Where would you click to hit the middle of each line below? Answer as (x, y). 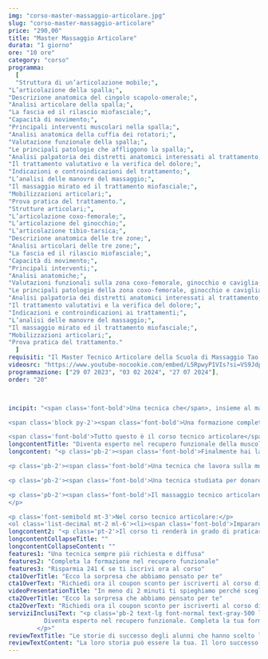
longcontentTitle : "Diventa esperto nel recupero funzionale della (123, 444)
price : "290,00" (35, 30)
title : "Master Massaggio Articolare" (73, 38)
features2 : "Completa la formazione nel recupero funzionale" (114, 561)
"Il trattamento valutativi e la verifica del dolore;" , (105, 305)
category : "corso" (39, 61)
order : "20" (28, 379)
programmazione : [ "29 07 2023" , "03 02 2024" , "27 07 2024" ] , (114, 372)
